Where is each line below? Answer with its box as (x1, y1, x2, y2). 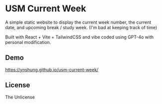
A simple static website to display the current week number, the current (5, 19, 152, 25)
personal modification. (5, 39, 51, 45)
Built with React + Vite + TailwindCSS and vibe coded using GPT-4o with (5, 34, 154, 40)
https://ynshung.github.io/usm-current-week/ (5, 67, 98, 72)
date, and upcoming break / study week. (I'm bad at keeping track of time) (5, 24, 158, 30)
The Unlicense (5, 94, 35, 100)
